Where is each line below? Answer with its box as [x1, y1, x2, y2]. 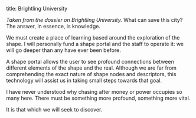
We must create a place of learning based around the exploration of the [6, 34, 180, 41]
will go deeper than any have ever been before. [6, 47, 121, 54]
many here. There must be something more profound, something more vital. [6, 94, 191, 101]
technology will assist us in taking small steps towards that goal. [6, 77, 162, 84]
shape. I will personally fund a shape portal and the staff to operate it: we [6, 41, 184, 47]
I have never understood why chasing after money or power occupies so [6, 88, 182, 95]
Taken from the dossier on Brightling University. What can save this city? [6, 17, 183, 23]
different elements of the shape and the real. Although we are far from [6, 64, 177, 71]
